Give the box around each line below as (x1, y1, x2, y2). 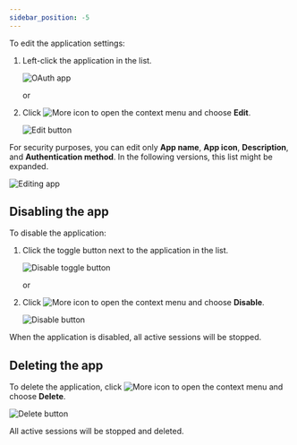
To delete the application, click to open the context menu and (9, 381, 284, 392)
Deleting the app (9, 357, 104, 372)
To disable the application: (9, 227, 106, 238)
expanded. (9, 160, 49, 171)
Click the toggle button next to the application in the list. (21, 245, 229, 256)
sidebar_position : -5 (9, 13, 90, 22)
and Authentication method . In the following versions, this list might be (9, 151, 273, 162)
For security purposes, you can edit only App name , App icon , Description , (9, 141, 289, 152)
